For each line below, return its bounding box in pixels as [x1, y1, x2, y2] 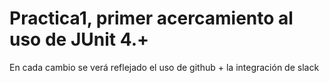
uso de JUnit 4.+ [9, 28, 149, 51]
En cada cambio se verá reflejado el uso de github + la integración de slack [9, 61, 320, 73]
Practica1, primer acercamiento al [9, 7, 294, 30]
